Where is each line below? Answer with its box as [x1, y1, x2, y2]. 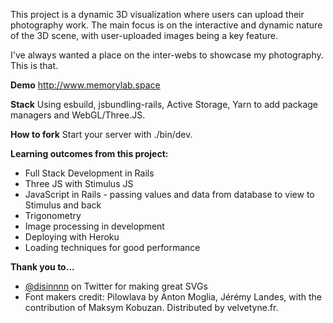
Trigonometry [24, 210, 82, 221]
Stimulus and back [24, 199, 102, 211]
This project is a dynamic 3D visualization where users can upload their [10, 9, 305, 20]
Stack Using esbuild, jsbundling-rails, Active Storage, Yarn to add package [10, 99, 318, 110]
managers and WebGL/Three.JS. [10, 109, 146, 121]
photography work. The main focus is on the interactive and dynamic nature [10, 19, 323, 31]
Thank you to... [10, 261, 75, 273]
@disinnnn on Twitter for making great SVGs [24, 280, 208, 292]
